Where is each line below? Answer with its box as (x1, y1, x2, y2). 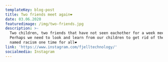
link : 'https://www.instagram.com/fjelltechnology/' (5, 44, 117, 49)
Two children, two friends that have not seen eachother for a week (9, 30, 155, 35)
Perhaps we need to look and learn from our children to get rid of (9, 35, 155, 40)
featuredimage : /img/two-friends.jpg (5, 21, 84, 26)
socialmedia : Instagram (5, 49, 55, 54)
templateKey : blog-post (5, 7, 55, 12)
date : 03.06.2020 (5, 16, 41, 21)
